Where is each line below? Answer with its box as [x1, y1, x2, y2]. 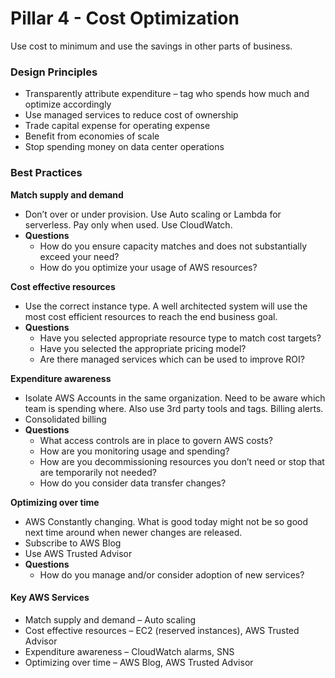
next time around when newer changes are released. [24, 526, 243, 538]
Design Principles [10, 65, 98, 79]
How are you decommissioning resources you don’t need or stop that [39, 455, 325, 467]
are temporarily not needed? [39, 466, 157, 478]
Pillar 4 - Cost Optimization [10, 7, 240, 30]
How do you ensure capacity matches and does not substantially [39, 240, 308, 252]
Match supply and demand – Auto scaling [24, 613, 196, 626]
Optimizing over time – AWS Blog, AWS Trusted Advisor [24, 656, 254, 668]
